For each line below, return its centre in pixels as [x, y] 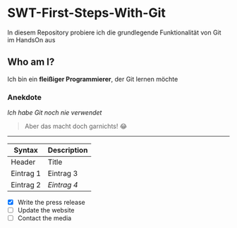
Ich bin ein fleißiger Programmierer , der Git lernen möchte [93, 79]
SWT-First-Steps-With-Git [86, 13]
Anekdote [25, 97]
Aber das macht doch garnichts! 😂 [76, 126]
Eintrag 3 [63, 174]
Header [23, 162]
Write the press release [51, 203]
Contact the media [44, 218]
